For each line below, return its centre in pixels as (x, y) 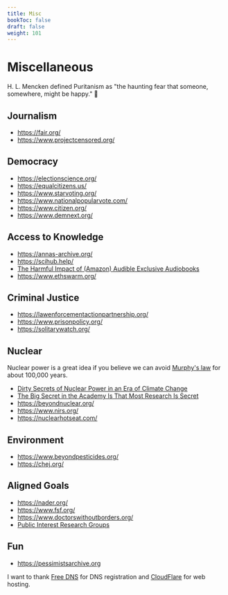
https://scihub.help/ (45, 261)
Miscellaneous (50, 67)
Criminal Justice (43, 298)
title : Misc (24, 14)
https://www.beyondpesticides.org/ (68, 457)
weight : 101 (24, 33)
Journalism (32, 116)
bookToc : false (29, 20)
